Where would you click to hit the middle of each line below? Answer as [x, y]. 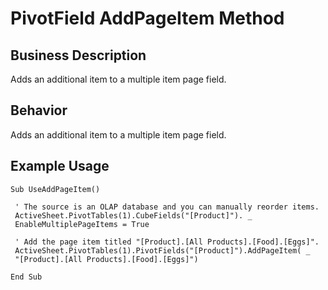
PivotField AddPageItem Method [147, 18]
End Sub [26, 277]
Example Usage [60, 166]
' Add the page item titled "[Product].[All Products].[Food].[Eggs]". [167, 242]
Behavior [39, 110]
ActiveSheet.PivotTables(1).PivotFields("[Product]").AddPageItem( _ [162, 250]
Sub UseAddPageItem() [55, 189]
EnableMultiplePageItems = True [82, 224]
